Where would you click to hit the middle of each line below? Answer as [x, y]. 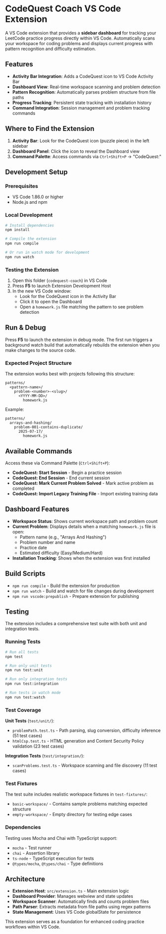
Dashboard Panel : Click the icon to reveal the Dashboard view [76, 151]
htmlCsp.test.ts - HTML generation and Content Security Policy [78, 741]
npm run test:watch [25, 697]
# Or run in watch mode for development [48, 253]
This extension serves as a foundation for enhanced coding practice [75, 922]
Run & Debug [26, 328]
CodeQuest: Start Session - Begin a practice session [67, 473]
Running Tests [23, 642]
